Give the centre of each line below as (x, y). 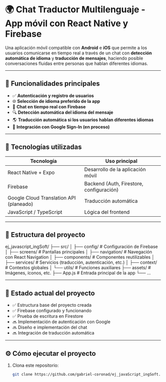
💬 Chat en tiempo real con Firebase (49, 106)
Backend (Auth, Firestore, (114, 184)
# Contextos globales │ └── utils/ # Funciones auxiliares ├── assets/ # (78, 268)
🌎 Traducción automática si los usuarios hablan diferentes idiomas (83, 120)
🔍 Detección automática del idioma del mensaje (63, 112)
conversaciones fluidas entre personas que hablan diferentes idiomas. (77, 63)
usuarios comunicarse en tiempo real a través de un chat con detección (79, 53)
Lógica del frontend (107, 212)
